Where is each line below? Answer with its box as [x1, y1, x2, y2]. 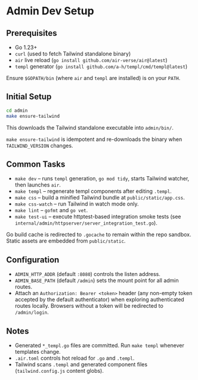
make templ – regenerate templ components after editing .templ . [14, 188, 172, 195]
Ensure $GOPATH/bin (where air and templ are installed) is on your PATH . [6, 75, 181, 81]
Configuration [6, 255, 60, 265]
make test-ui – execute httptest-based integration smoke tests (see [14, 213, 181, 220]
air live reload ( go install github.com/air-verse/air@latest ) [14, 57, 168, 63]
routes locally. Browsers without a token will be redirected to [14, 302, 164, 309]
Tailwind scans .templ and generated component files [14, 361, 148, 368]
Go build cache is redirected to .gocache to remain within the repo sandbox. [6, 231, 191, 238]
